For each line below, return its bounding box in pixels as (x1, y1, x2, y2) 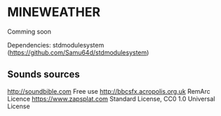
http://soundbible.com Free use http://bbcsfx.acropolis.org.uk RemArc (7, 87, 210, 95)
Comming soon (7, 27, 51, 36)
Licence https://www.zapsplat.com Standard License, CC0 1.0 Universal (7, 94, 215, 103)
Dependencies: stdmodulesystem (7, 41, 105, 49)
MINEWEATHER (7, 4, 100, 20)
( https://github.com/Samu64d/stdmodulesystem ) (7, 48, 149, 57)
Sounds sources (7, 68, 81, 80)
